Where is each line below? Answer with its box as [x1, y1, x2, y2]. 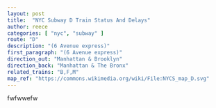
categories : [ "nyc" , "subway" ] [7, 29, 104, 37]
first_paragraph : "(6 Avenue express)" [7, 49, 123, 56]
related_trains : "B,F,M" [7, 68, 79, 75]
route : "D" [7, 36, 39, 43]
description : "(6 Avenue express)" [7, 43, 110, 49]
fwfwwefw [7, 94, 38, 102]
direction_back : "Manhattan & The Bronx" [7, 62, 129, 69]
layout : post [7, 10, 45, 17]
